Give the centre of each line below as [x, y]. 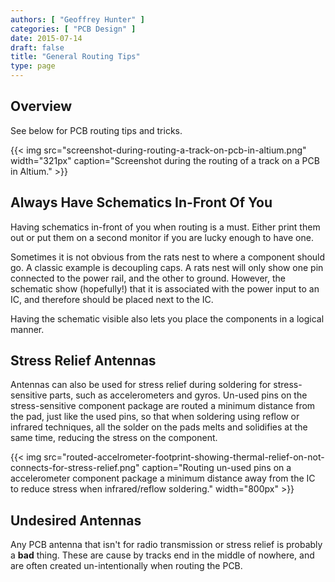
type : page [33, 66]
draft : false [37, 47]
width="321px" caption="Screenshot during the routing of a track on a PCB [165, 160]
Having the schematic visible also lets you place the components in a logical [167, 318]
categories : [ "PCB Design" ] [73, 29]
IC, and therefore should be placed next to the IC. [112, 299]
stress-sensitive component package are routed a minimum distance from [163, 406]
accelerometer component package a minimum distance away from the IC [163, 478]
